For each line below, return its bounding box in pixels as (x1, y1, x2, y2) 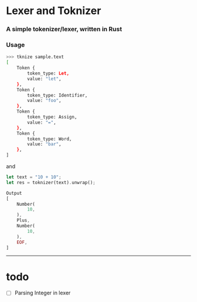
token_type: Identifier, (27, 92, 88, 98)
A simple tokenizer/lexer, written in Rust (6, 25, 122, 33)
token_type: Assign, (27, 114, 77, 120)
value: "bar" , (27, 141, 62, 147)
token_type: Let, (27, 70, 69, 77)
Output (6, 190, 22, 196)
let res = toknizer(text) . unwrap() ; (6, 179, 96, 185)
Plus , (16, 218, 30, 223)
